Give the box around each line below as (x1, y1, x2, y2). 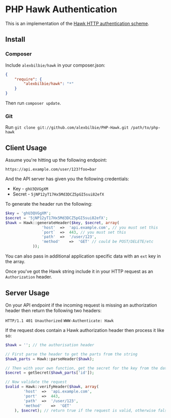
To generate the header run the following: (5, 201, 93, 207)
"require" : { (14, 76, 42, 82)
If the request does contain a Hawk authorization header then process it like (5, 327, 164, 333)
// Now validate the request (5, 379, 67, 385)
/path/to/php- (130, 125, 161, 130)
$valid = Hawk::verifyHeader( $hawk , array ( (5, 384, 99, 389)
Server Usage (5, 289, 50, 297)
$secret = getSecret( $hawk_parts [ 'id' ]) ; (5, 370, 95, 375)
